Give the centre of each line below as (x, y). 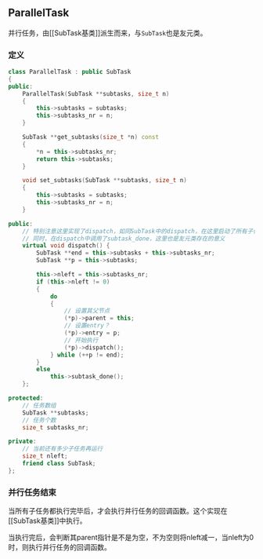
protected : (26, 398)
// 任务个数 (39, 420)
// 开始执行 (81, 340)
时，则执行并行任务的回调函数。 (59, 547)
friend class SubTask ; (59, 464)
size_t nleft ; (45, 456)
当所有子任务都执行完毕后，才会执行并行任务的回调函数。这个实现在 (118, 511)
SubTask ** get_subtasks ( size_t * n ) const (90, 137)
